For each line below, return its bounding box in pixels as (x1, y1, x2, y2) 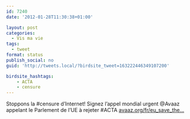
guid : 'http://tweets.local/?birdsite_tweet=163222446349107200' (6, 63, 169, 69)
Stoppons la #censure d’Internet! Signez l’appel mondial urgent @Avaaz (6, 100, 180, 107)
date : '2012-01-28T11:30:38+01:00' (6, 14, 94, 20)
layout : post (6, 25, 38, 30)
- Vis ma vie (11, 36, 44, 42)
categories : (6, 30, 35, 36)
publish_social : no (6, 57, 54, 63)
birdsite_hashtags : (6, 73, 54, 79)
